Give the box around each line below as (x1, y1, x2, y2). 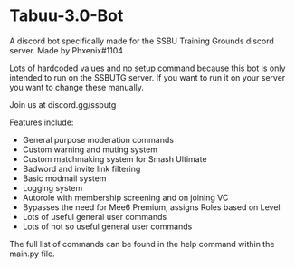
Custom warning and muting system (22, 144, 158, 155)
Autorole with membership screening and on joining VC (22, 192, 229, 203)
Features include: (9, 117, 74, 128)
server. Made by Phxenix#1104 (9, 44, 124, 55)
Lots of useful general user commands (22, 211, 167, 222)
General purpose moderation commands (22, 134, 175, 145)
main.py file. (9, 248, 56, 259)
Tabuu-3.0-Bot (9, 5, 124, 26)
